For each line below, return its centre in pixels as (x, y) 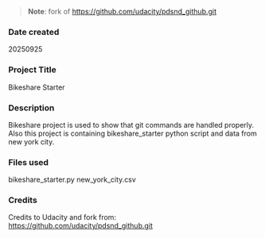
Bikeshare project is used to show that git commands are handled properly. (131, 125)
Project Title (33, 70)
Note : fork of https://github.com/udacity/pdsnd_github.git (122, 12)
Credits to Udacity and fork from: (62, 217)
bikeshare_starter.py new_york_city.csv (72, 180)
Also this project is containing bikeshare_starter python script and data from (132, 133)
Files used (29, 162)
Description (31, 108)
